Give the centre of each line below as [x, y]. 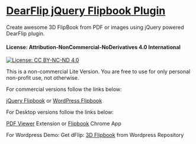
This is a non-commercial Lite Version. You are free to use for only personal [98, 71]
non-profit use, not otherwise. [43, 78]
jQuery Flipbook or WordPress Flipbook [54, 101]
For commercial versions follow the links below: [64, 89]
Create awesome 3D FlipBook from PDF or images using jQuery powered [95, 27]
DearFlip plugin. [25, 33]
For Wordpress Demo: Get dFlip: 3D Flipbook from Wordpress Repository [95, 135]
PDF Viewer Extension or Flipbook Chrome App [64, 124]
